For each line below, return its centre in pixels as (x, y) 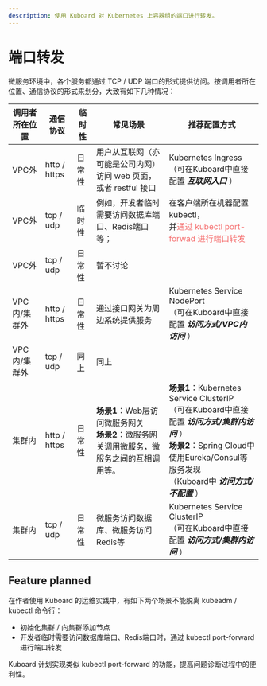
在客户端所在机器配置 (209, 202)
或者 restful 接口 (126, 188)
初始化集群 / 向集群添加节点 (65, 628)
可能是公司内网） (128, 164)
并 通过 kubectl (196, 226)
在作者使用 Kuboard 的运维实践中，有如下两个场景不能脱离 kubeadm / (123, 601)
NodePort (187, 301)
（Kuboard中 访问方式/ (211, 481)
